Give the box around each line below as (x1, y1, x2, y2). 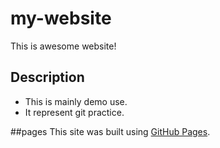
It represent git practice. (24, 106, 125, 118)
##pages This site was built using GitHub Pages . (10, 125, 211, 137)
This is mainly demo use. (24, 95, 128, 107)
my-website (10, 7, 112, 30)
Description (10, 69, 85, 86)
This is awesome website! (10, 40, 117, 52)
